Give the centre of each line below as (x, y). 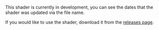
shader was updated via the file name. (45, 12)
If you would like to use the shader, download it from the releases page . (79, 22)
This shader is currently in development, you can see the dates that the (79, 7)
